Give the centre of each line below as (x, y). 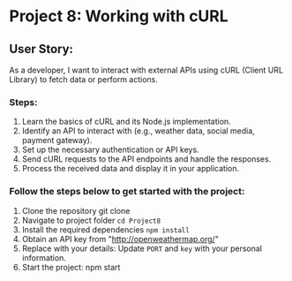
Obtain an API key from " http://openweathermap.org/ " (120, 239)
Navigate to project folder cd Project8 (91, 220)
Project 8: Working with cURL (119, 16)
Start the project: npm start (71, 267)
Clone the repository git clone (76, 210)
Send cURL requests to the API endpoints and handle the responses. (146, 159)
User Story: (41, 49)
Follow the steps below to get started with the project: (127, 192)
